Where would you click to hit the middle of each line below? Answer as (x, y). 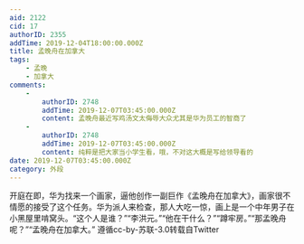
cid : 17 (24, 26)
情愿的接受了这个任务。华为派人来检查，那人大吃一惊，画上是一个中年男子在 (152, 207)
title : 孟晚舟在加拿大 (47, 52)
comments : (28, 85)
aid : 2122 (28, 18)
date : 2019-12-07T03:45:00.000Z (70, 160)
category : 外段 (37, 169)
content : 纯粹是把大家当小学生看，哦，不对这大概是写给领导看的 (147, 152)
